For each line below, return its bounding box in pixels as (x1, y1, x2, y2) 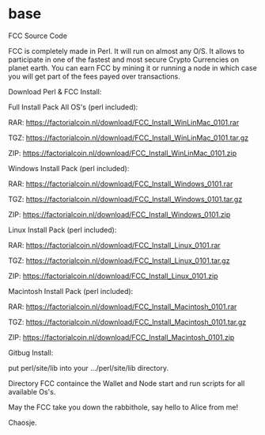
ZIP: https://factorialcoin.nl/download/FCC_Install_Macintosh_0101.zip (8, 332, 235, 342)
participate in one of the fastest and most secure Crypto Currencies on (8, 55, 240, 64)
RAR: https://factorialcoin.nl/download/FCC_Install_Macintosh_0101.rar (8, 302, 237, 311)
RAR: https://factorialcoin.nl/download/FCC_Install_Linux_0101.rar (8, 240, 221, 250)
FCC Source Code (8, 31, 67, 40)
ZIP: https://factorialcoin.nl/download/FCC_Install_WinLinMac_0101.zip (8, 148, 237, 158)
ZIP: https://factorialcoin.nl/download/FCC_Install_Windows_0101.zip (8, 209, 231, 219)
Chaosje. (8, 418, 37, 427)
